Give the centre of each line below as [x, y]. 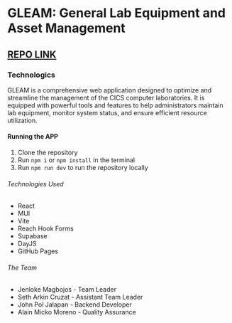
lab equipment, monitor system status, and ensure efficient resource [107, 112]
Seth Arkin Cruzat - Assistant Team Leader [80, 297]
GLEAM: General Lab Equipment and [116, 13]
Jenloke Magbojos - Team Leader [67, 290]
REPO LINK [32, 54]
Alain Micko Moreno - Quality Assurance [77, 312]
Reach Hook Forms [46, 228]
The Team [22, 268]
